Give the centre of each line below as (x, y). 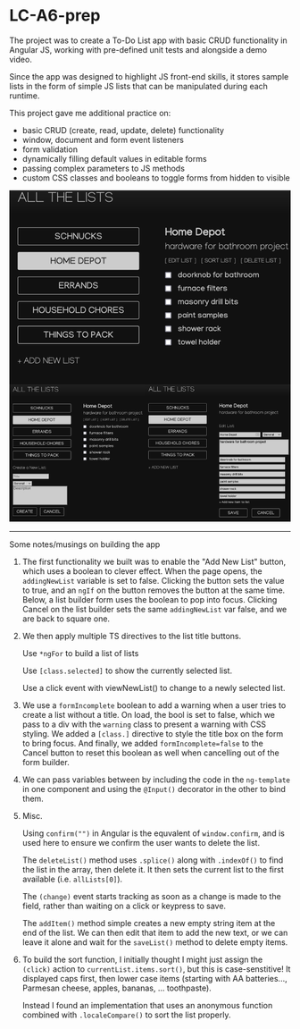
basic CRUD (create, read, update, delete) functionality (123, 130)
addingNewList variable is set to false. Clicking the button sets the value (153, 581)
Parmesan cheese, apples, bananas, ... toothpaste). (117, 988)
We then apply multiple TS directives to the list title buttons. (132, 637)
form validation (50, 149)
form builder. (46, 763)
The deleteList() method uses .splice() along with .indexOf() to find (153, 860)
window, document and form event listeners (103, 139)
